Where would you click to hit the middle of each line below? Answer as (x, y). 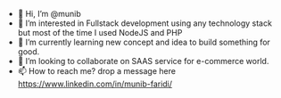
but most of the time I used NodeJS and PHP (100, 33)
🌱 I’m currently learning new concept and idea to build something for (144, 42)
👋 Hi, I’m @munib (50, 14)
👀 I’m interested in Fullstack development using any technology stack (145, 23)
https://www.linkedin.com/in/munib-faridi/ (95, 84)
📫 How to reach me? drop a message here (97, 71)
